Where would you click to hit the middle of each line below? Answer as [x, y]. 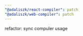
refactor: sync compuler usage [36, 28]
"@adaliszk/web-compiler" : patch [39, 14]
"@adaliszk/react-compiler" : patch [41, 10]
